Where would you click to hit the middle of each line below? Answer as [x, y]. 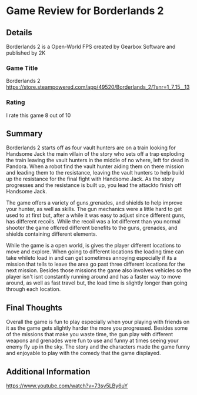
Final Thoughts [34, 308]
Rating [16, 102]
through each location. [34, 289]
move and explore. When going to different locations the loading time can [95, 252]
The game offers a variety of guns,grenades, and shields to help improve [94, 203]
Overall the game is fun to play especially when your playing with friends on [98, 322]
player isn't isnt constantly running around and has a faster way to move [94, 277]
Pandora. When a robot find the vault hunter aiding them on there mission [95, 166]
